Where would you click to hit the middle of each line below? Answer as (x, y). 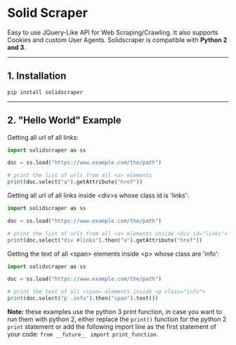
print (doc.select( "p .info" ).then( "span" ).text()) (83, 299)
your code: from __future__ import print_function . (83, 334)
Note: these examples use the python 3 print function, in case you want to (115, 312)
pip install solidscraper (45, 92)
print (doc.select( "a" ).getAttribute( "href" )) (75, 182)
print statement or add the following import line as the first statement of (112, 327)
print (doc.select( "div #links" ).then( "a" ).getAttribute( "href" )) (105, 240)
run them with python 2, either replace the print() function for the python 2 (117, 319)
